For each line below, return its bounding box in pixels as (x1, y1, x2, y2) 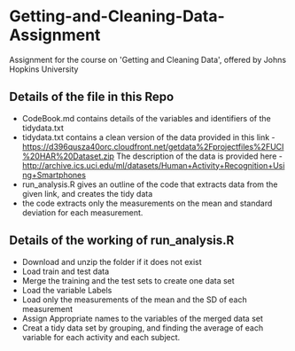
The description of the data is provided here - (116, 151, 283, 161)
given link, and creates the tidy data (21, 188, 153, 199)
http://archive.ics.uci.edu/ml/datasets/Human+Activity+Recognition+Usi (21, 160, 285, 170)
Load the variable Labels (21, 285, 113, 295)
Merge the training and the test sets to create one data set (21, 275, 235, 285)
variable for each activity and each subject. (21, 331, 181, 342)
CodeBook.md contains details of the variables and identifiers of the (21, 113, 272, 123)
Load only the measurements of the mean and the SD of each (21, 294, 247, 305)
